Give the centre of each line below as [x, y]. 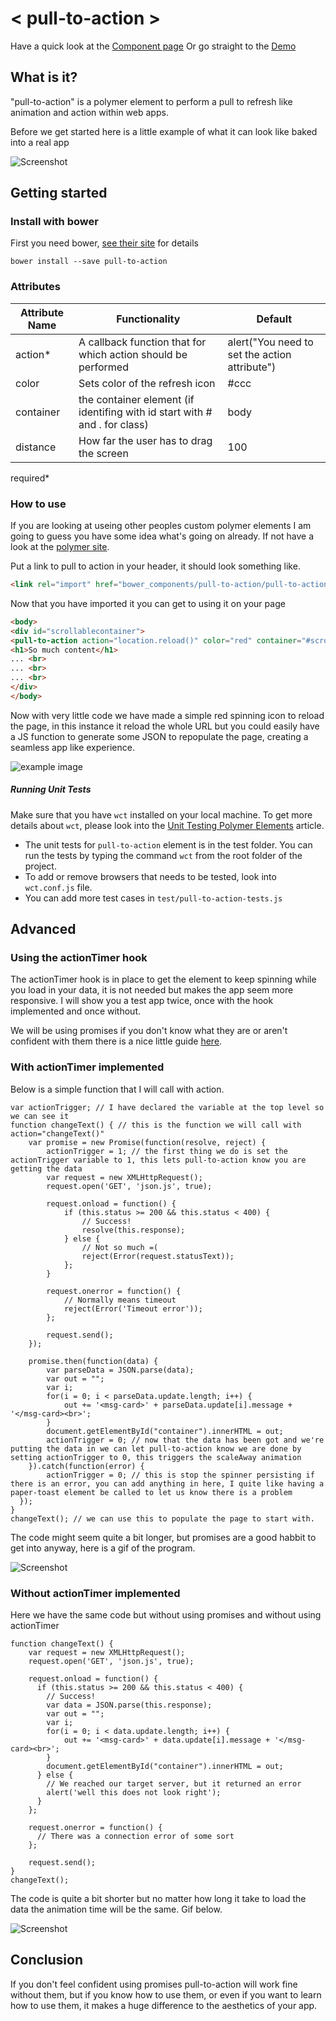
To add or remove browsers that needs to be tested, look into [150, 876]
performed [103, 367]
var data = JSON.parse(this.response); [129, 1705]
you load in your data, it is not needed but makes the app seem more [152, 990]
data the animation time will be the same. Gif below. [116, 1909]
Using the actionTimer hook [79, 958]
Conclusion [47, 1960]
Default [274, 319]
